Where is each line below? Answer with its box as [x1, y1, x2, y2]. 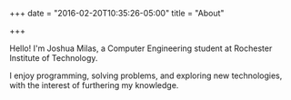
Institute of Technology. [9, 53, 98, 63]
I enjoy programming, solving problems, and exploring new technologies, [9, 70, 283, 81]
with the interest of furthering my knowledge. [9, 80, 179, 90]
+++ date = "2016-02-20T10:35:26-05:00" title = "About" [9, 8, 225, 18]
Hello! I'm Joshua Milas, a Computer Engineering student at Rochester [9, 43, 273, 54]
